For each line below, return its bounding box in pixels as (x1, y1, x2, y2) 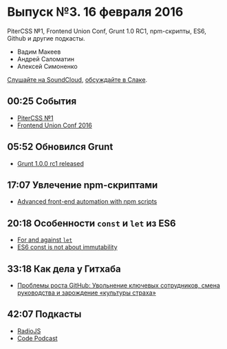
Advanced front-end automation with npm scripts (17, 198, 158, 206)
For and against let (17, 235, 73, 244)
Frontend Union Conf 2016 (17, 121, 93, 129)
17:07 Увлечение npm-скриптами (7, 179, 158, 191)
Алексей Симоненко (17, 62, 78, 70)
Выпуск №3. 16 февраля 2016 (7, 4, 184, 20)
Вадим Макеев (17, 47, 61, 56)
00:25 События (7, 96, 77, 107)
